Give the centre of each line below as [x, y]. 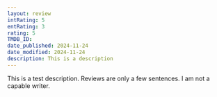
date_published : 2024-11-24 [48, 46]
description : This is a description [60, 59]
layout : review [29, 14]
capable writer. [29, 86]
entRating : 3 [26, 26]
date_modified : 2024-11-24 [46, 53]
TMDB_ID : [20, 39]
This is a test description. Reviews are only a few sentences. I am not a [108, 78]
